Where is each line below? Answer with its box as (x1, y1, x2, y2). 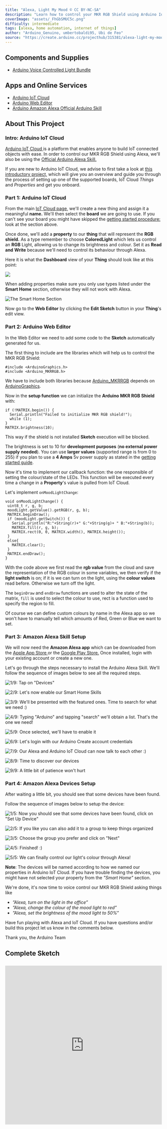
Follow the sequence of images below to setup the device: (5, 801, 125, 807)
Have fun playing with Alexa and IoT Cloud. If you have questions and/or (5, 920, 153, 926)
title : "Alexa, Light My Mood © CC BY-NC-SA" (5, 7, 101, 12)
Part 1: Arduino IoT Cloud (5, 194, 66, 201)
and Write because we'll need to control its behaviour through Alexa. (5, 247, 147, 253)
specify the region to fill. (5, 600, 55, 606)
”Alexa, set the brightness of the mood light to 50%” (12, 910, 119, 916)
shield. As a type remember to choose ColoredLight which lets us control (5, 236, 157, 242)
